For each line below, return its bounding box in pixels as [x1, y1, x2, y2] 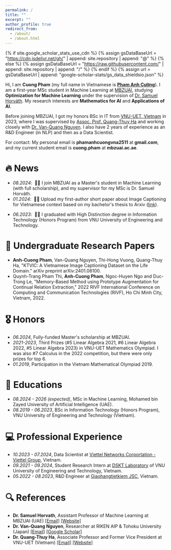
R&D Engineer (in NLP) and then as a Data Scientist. [5, 129, 114, 135]
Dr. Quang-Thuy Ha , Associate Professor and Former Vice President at [12, 534, 162, 540]
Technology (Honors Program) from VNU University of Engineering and [12, 216, 163, 222]
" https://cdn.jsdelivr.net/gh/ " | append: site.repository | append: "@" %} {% [5, 55, 164, 61]
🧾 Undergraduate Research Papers [5, 240, 155, 252]
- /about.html [10, 36, 40, 41]
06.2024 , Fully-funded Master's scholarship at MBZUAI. [12, 334, 131, 340]
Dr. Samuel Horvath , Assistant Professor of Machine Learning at [12, 512, 149, 518]
